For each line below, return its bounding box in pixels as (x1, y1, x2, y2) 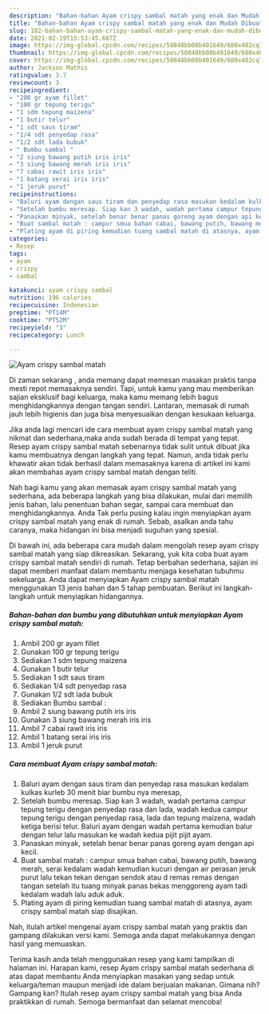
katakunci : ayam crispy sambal (9, 286, 113, 294)
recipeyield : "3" (9, 323, 67, 332)
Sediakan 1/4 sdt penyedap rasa (20, 681, 127, 691)
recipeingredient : (9, 86, 70, 94)
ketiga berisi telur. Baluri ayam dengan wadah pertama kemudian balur (20, 821, 253, 832)
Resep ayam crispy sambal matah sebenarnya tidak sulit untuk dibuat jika (9, 441, 251, 452)
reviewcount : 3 (9, 78, 60, 86)
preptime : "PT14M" (9, 309, 70, 317)
